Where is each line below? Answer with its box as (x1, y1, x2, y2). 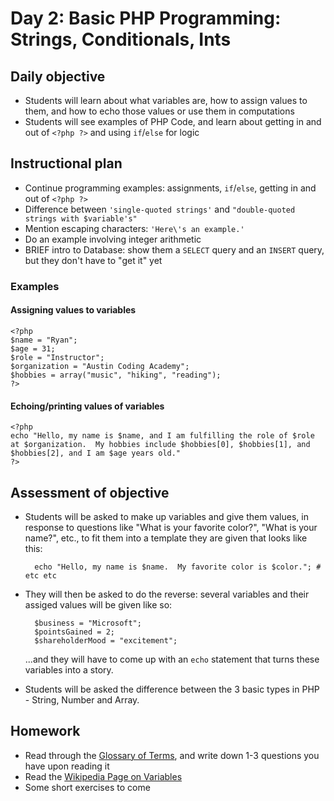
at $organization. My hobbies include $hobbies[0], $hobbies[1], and (10, 440, 311, 450)
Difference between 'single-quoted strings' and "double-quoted (24, 203, 296, 215)
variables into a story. (24, 663, 114, 676)
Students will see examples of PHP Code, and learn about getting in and (24, 116, 322, 127)
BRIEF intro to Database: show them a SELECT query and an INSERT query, (24, 243, 325, 256)
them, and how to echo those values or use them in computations (24, 105, 295, 117)
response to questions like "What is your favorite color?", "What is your (24, 521, 318, 533)
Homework (10, 723, 81, 740)
